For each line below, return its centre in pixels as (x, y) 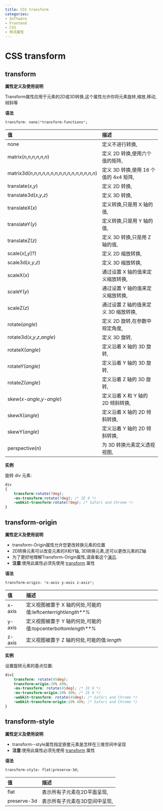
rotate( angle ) (23, 324)
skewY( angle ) (24, 432)
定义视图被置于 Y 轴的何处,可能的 (64, 621)
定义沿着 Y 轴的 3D (123, 363)
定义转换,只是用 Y (122, 220)
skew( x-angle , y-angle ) (35, 399)
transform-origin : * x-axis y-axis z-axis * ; (50, 583)
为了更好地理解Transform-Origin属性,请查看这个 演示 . (65, 557)
